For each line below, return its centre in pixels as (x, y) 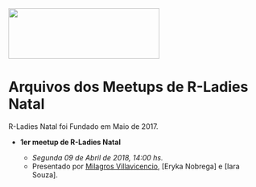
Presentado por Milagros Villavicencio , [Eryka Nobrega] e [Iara (136, 166)
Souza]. (45, 175)
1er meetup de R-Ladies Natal (70, 142)
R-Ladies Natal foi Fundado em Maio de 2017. (83, 126)
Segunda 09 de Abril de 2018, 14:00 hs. (97, 157)
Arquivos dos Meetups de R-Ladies (128, 87)
